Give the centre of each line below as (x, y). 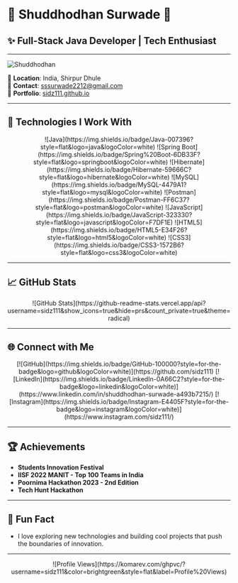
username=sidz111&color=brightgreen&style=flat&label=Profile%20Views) (119, 572)
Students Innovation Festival (61, 467)
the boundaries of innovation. (61, 544)
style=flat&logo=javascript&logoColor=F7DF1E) (104, 222)
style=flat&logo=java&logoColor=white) (98, 147)
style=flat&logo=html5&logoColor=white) (107, 237)
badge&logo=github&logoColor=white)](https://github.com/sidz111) (116, 371)
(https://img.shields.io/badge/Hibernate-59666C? (119, 169)
